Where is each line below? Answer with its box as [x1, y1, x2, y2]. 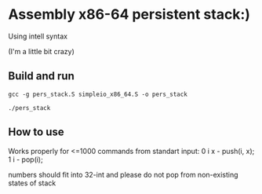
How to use [8, 126, 64, 139]
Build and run [8, 69, 75, 83]
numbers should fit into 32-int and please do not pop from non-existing [8, 170, 238, 179]
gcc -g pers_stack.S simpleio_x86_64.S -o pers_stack [8, 90, 188, 98]
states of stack [8, 178, 56, 188]
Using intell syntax [8, 31, 68, 41]
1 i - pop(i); [8, 155, 43, 164]
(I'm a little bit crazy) [8, 46, 75, 56]
